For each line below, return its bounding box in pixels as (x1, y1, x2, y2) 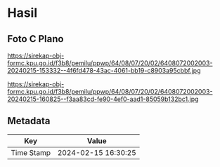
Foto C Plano (7, 33, 64, 45)
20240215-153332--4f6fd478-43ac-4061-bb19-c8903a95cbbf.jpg (7, 67, 201, 74)
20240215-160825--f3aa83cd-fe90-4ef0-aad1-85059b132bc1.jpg (7, 95, 199, 103)
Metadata (7, 115, 51, 127)
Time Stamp (11, 147, 51, 157)
